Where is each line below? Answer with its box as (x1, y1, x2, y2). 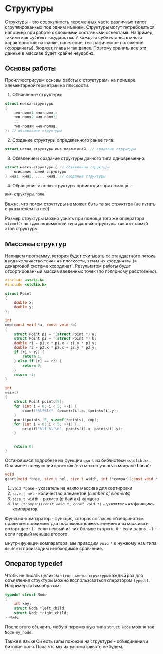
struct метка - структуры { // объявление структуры (5, 165, 110, 169)
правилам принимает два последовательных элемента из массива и (5, 521, 149, 526)
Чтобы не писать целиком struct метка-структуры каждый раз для (5, 573, 143, 579)
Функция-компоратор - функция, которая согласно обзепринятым (5, 515, 144, 521)
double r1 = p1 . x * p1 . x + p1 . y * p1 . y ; (14, 340, 97, 346)
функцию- (134, 501, 155, 506)
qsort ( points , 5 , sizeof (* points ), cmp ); (14, 417, 99, 422)
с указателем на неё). (5, 206, 51, 212)
